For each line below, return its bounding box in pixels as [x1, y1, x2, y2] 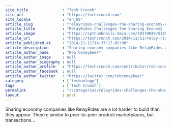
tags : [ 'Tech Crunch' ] [5, 83, 101, 88]
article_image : [5, 31, 65, 36]
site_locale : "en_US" [5, 17, 83, 22]
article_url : [5, 36, 65, 41]
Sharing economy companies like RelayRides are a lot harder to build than [5, 106, 160, 112]
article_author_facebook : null [5, 69, 76, 74]
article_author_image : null [5, 54, 76, 60]
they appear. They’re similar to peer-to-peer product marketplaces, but [5, 112, 154, 118]
